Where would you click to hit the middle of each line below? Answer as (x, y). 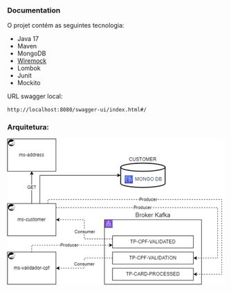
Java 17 (28, 39)
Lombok (29, 69)
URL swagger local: (35, 96)
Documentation (34, 10)
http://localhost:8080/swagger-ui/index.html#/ (77, 110)
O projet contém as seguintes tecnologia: (66, 26)
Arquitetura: (28, 127)
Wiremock (32, 61)
